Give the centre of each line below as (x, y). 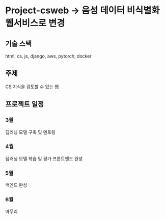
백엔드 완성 (16, 185)
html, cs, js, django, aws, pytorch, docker (48, 56)
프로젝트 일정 (25, 104)
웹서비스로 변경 (35, 23)
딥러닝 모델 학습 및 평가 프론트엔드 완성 (44, 158)
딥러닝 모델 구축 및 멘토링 (31, 132)
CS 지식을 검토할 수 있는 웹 (32, 87)
